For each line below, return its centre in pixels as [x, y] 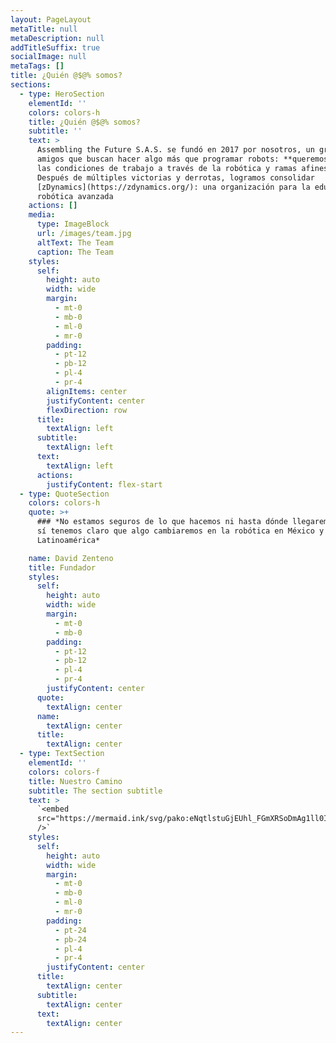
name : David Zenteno [71, 558]
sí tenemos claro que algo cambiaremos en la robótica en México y [180, 531]
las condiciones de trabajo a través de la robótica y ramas [167, 168]
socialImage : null [48, 57]
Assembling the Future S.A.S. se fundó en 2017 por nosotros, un [175, 150]
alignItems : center [87, 391]
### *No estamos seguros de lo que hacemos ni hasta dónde [162, 522]
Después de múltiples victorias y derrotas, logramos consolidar [175, 177]
